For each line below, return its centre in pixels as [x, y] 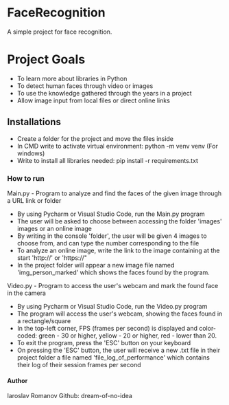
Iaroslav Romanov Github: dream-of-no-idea [70, 396]
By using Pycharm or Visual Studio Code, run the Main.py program [111, 214]
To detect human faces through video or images [85, 86]
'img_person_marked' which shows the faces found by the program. [113, 272]
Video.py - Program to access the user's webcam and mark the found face [113, 285]
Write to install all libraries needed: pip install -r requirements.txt [108, 160]
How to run [26, 178]
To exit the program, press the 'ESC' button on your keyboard [104, 342]
